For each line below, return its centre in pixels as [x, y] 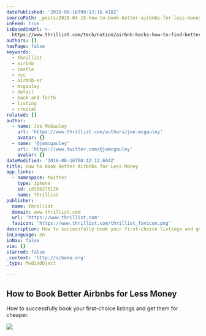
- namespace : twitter [40, 178]
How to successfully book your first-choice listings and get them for [92, 308]
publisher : [20, 200]
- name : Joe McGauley [40, 127]
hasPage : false [26, 47]
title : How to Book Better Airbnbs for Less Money [72, 166]
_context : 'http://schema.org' [46, 258]
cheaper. [17, 315]
